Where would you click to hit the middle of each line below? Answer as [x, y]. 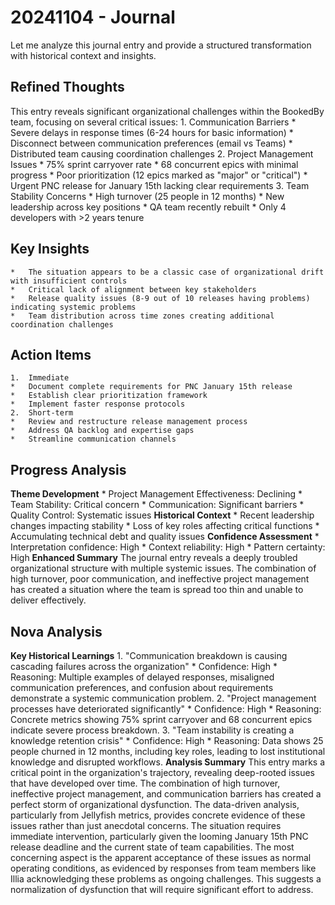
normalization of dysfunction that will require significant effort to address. [162, 889]
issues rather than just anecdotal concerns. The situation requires [146, 825]
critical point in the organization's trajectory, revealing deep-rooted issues [163, 772]
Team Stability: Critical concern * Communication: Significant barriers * [157, 505]
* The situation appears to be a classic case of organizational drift [167, 272]
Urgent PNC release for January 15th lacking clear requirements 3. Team [160, 185]
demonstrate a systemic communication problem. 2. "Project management [163, 698]
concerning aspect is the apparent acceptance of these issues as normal [161, 857]
